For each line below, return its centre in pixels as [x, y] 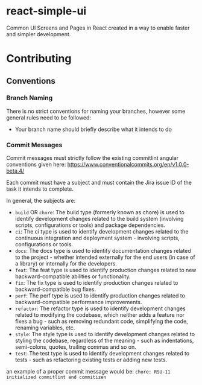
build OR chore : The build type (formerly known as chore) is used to [100, 212]
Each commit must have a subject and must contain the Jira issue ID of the [99, 183]
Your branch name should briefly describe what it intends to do [93, 129]
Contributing [39, 59]
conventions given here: [36, 165]
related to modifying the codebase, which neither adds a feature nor [100, 315]
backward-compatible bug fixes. [55, 289]
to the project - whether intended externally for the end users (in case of [105, 257]
